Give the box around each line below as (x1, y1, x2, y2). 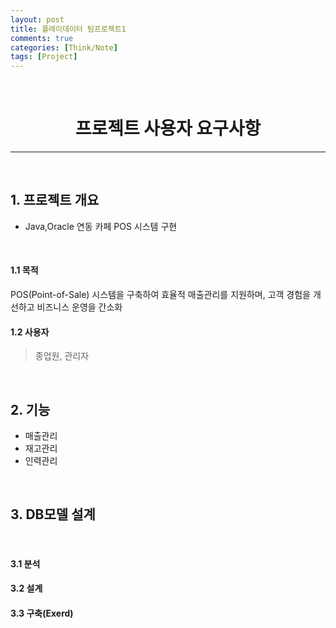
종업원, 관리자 (34, 350, 90, 362)
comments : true (10, 33, 74, 43)
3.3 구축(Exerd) (10, 607, 74, 619)
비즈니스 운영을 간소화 (36, 301, 123, 313)
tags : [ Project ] (10, 52, 78, 62)
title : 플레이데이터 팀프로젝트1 (10, 24, 127, 34)
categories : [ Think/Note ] (10, 42, 118, 53)
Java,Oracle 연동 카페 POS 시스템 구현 (24, 220, 178, 232)
